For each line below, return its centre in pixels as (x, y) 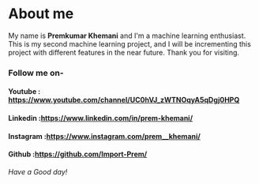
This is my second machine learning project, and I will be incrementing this (129, 43)
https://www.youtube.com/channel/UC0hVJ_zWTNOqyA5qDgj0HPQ (124, 100)
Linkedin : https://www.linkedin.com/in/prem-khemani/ (101, 118)
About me (41, 14)
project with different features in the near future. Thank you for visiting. (124, 52)
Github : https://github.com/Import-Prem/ (78, 154)
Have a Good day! (38, 171)
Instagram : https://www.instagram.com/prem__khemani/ (105, 136)
